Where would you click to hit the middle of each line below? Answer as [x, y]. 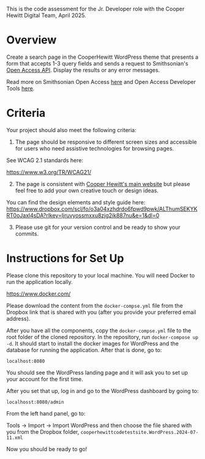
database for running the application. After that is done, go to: [84, 350]
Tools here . [20, 88]
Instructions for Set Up [65, 259]
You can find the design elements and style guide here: [76, 202]
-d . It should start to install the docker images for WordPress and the [93, 343]
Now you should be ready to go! [47, 449]
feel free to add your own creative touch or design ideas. [87, 190]
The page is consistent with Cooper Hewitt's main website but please [102, 184]
